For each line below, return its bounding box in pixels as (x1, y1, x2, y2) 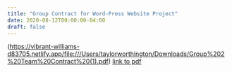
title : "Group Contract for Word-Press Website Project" (7, 10, 178, 17)
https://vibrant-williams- (9, 43, 80, 51)
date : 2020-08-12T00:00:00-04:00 (7, 17, 106, 24)
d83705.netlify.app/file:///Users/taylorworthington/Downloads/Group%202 (7, 50, 225, 58)
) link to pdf (108, 57, 142, 66)
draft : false (7, 23, 46, 30)
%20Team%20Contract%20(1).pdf (7, 57, 109, 66)
